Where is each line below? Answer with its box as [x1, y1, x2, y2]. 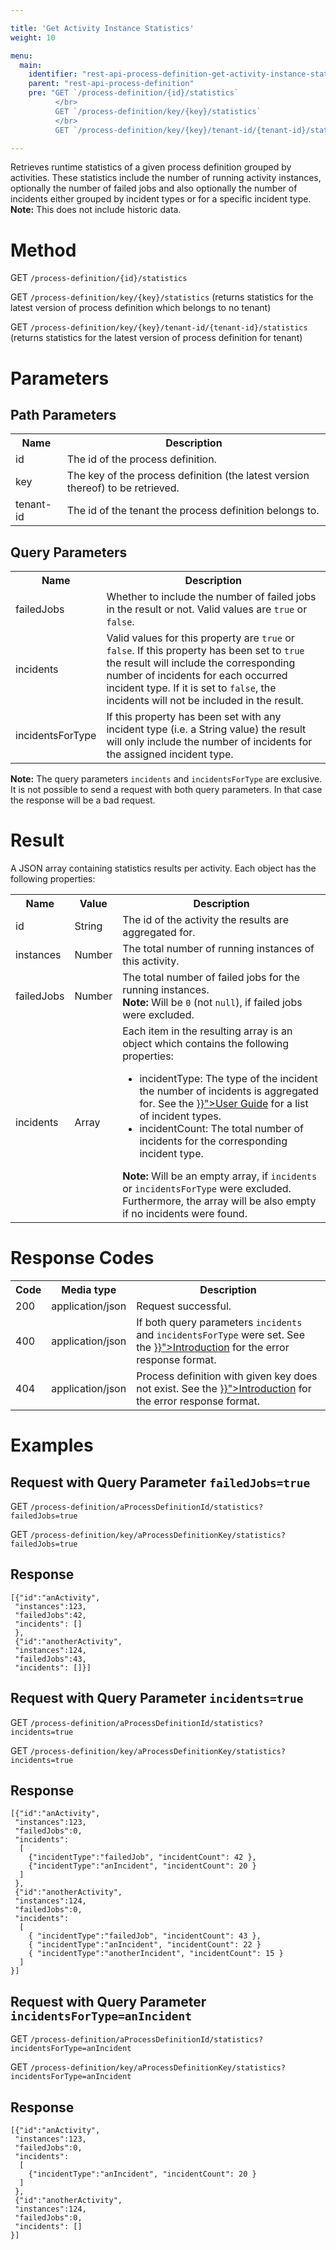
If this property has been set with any [106, 710, 282, 724]
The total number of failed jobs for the [122, 971, 301, 985]
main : [19, 60, 43, 70]
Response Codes [10, 1247, 155, 1270]
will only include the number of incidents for [106, 735, 313, 749]
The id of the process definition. [66, 452, 217, 466]
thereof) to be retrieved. [66, 481, 180, 495]
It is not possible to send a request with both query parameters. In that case [10, 784, 323, 796]
